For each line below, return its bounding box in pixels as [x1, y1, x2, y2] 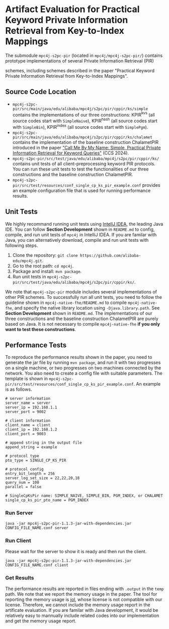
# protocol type [5, 453, 39, 459]
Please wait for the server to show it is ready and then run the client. [5, 548, 147, 554]
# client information [5, 418, 51, 424]
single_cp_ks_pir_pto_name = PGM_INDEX [5, 498, 89, 503]
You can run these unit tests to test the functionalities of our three [12, 166, 149, 172]
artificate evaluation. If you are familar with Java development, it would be [5, 607, 158, 613]
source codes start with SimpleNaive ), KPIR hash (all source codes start [12, 117, 157, 124]
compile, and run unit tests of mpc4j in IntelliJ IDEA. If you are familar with [5, 231, 157, 238]
